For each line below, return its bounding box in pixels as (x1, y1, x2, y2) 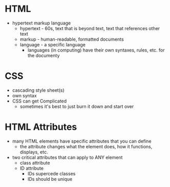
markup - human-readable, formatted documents (19, 36, 124, 42)
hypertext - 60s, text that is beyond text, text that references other (19, 25, 160, 31)
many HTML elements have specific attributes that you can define (12, 138, 152, 144)
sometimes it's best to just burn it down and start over (19, 103, 134, 110)
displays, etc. (19, 149, 48, 155)
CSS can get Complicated (12, 98, 67, 104)
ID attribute (19, 165, 44, 171)
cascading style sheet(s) (12, 87, 65, 93)
